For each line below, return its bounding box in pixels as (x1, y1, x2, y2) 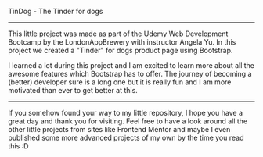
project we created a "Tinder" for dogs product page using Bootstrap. (8, 46, 233, 55)
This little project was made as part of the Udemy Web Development (8, 29, 229, 38)
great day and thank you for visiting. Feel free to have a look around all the (8, 116, 248, 126)
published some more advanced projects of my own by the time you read (8, 133, 244, 142)
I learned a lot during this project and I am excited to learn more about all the (8, 61, 255, 70)
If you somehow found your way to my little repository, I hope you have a (8, 109, 243, 117)
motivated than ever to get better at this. (8, 86, 139, 95)
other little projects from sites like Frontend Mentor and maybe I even (8, 125, 231, 134)
